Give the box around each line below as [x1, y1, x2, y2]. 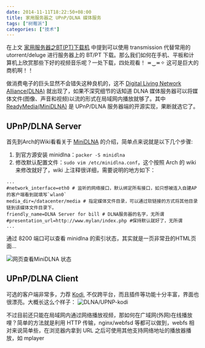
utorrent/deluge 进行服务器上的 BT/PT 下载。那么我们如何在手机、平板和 [6, 52, 189, 59]
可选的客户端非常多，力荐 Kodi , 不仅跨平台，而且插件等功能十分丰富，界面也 [6, 290, 199, 298]
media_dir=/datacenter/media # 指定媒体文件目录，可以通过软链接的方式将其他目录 [6, 198, 198, 204]
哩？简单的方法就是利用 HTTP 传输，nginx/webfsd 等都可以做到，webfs [6, 319, 188, 326]
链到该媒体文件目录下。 [6, 205, 57, 211]
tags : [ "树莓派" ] [6, 20, 48, 26]
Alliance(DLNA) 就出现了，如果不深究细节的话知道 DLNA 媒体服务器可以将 [6, 87, 193, 95]
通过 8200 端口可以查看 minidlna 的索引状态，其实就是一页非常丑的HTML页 [6, 234, 197, 242]
